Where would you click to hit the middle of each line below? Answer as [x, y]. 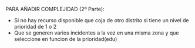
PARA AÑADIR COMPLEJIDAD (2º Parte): [55, 9]
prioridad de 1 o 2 [35, 27]
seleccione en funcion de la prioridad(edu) [65, 39]
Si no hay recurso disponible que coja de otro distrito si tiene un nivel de [101, 20]
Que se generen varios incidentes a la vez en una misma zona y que [96, 33]
